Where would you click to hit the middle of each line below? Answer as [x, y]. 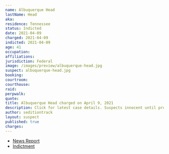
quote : [12, 98]
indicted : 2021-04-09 [28, 43]
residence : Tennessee [28, 24]
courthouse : [18, 84]
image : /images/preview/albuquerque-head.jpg [54, 66]
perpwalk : [16, 94]
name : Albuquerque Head [30, 10]
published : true [22, 122]
